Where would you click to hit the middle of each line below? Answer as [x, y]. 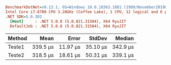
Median [124, 39]
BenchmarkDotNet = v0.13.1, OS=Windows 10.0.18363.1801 [64, 7]
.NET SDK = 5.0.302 [24, 17]
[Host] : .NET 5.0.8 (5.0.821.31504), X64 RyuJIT [68, 21]
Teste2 [16, 55]
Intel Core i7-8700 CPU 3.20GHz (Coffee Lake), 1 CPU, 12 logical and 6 [84, 12]
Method [18, 39]
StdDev [98, 39]
